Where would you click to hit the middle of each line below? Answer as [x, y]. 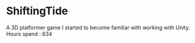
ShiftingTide [37, 11]
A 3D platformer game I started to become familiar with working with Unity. [98, 27]
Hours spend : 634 [29, 33]
